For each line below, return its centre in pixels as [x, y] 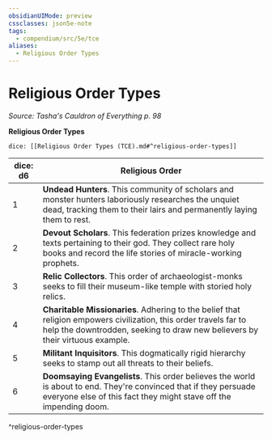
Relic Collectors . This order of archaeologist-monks [142, 276]
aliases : [23, 46]
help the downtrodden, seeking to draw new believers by [151, 330]
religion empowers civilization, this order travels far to [144, 319]
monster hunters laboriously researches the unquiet [141, 199]
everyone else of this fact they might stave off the [137, 396]
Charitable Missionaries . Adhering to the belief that [141, 310]
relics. [54, 296]
